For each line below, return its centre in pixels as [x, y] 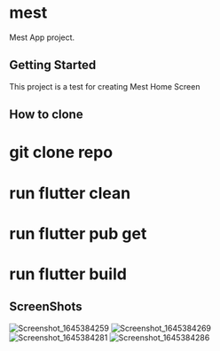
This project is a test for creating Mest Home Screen [105, 86]
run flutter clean [70, 193]
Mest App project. [42, 37]
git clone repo [61, 152]
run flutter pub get [78, 234]
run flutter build [68, 274]
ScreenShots [46, 307]
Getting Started [53, 65]
